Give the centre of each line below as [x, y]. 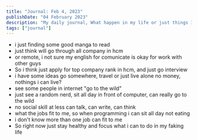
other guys [28, 64]
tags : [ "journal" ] [29, 28]
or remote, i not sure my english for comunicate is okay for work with [98, 57]
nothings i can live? [38, 82]
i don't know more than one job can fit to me [68, 120]
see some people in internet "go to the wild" [68, 88]
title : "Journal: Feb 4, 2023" [44, 11]
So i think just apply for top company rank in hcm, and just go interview [101, 70]
